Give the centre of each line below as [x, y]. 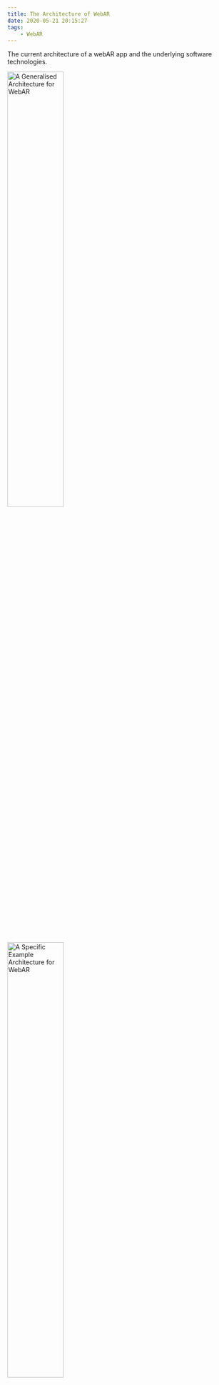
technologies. [27, 62]
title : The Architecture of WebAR [59, 14]
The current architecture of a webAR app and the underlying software [110, 54]
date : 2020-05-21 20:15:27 [47, 21]
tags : [15, 27]
